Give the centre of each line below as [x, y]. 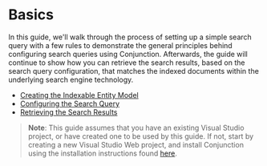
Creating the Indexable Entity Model [79, 95]
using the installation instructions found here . [103, 153]
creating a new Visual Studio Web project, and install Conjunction [136, 144]
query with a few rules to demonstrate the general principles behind [120, 45]
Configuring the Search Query [70, 103]
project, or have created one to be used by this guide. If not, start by [141, 136]
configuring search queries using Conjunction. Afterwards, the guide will [128, 54]
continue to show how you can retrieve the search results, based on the [127, 63]
